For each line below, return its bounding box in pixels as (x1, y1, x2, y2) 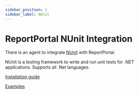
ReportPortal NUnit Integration (5, 33, 133, 45)
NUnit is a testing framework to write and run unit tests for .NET (5, 59, 135, 65)
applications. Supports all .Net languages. (5, 64, 90, 70)
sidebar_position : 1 (5, 7, 48, 12)
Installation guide (5, 74, 40, 80)
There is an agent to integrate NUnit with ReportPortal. (5, 49, 116, 55)
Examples (5, 84, 25, 90)
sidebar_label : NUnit (5, 12, 50, 17)
